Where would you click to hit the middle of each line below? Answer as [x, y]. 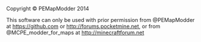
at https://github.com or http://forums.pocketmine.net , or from [83, 26]
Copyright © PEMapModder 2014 [48, 9]
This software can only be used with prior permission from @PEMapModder [100, 20]
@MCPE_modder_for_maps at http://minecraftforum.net [75, 33]
